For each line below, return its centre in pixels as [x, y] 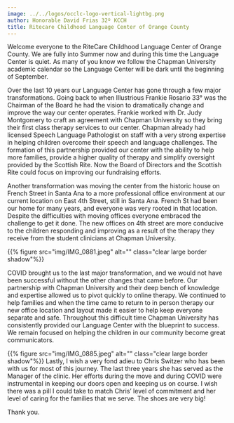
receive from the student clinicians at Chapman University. [92, 238]
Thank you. [23, 412]
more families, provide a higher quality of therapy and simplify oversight [111, 157]
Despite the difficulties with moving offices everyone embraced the [104, 216]
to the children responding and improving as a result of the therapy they [111, 231]
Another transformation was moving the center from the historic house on [114, 186]
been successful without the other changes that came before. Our [103, 280]
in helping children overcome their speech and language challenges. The [112, 143]
